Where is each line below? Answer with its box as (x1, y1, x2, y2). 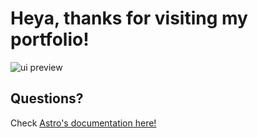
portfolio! (10, 28, 90, 51)
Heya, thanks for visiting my (10, 7, 248, 30)
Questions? (10, 90, 84, 107)
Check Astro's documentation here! (10, 117, 157, 129)
